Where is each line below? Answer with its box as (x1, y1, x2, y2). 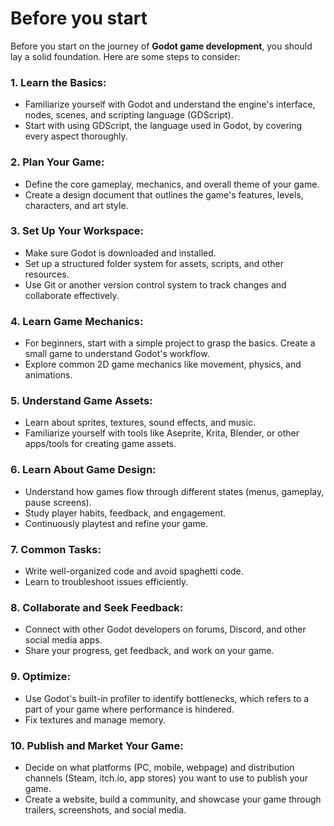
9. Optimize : (10, 670, 71, 684)
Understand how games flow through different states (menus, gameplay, (24, 485, 325, 497)
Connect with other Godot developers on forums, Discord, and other (24, 623, 307, 636)
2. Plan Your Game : (10, 155, 105, 169)
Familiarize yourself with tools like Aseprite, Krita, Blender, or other (24, 427, 300, 439)
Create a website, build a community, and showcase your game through (24, 793, 322, 805)
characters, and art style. (24, 199, 129, 211)
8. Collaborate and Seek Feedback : (10, 600, 184, 614)
